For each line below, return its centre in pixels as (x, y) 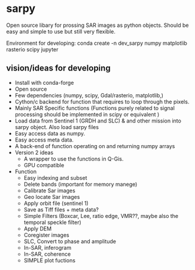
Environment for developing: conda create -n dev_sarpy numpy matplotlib (97, 43)
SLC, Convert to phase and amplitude (70, 241)
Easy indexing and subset (55, 177)
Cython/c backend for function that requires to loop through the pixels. (102, 102)
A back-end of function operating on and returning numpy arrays (95, 146)
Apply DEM (38, 228)
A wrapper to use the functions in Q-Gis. (74, 159)
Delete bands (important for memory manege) (80, 184)
